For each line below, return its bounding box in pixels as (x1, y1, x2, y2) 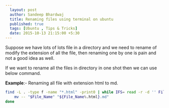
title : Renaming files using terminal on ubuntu (10, 17, 114, 22)
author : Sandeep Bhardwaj (10, 12, 64, 17)
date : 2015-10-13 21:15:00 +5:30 (10, 31, 80, 36)
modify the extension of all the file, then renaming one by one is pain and (5, 50, 156, 56)
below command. (5, 70, 41, 76)
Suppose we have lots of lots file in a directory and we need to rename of (5, 45, 157, 50)
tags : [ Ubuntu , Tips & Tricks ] (10, 26, 78, 31)
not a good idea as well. (5, 55, 55, 61)
